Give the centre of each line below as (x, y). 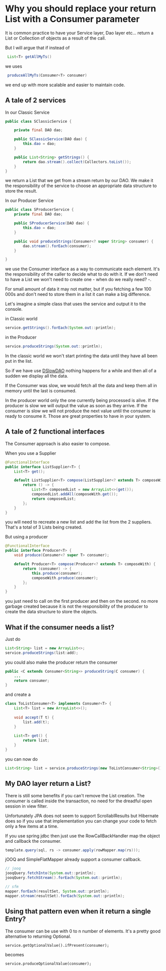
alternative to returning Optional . (38, 936)
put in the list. (19, 361)
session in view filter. (26, 806)
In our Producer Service (29, 200)
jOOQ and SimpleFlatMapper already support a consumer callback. (73, 860)
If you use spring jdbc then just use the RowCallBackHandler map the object (83, 836)
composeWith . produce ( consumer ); (65, 578)
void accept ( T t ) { (34, 717)
